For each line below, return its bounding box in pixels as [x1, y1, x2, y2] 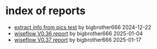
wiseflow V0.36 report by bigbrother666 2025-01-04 [14, 30, 143, 37]
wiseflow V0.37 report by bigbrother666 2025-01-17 [14, 36, 141, 43]
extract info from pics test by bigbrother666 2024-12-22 [14, 24, 152, 31]
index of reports [5, 4, 86, 18]
